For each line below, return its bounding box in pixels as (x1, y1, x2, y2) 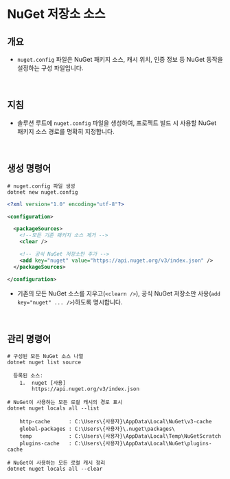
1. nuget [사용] (19, 379, 67, 387)
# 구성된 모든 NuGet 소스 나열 (7, 353, 84, 360)
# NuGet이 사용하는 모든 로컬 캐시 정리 (7, 460, 106, 467)
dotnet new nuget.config (7, 188, 78, 196)
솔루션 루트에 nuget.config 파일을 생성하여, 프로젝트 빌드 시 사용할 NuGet (16, 118, 217, 127)
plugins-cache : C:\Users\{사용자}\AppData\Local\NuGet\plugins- (19, 441, 212, 447)
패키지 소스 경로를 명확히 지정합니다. (16, 127, 115, 135)
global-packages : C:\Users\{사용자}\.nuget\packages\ (19, 425, 175, 433)
